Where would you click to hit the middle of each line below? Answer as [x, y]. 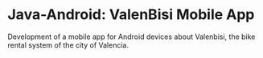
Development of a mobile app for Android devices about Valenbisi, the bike [131, 37]
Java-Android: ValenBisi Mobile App [131, 15]
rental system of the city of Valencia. [68, 44]
